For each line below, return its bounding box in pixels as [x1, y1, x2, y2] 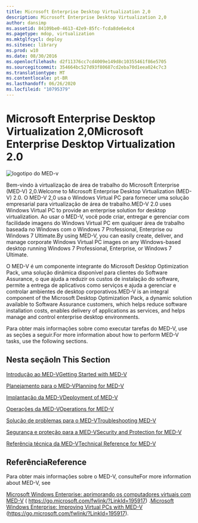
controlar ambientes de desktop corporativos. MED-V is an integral [6, 287, 169, 295]
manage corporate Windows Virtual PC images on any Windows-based [6, 238, 181, 245]
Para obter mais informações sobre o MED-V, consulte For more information [6, 473, 191, 480]
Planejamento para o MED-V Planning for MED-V [6, 382, 124, 389]
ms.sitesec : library [6, 42, 58, 48]
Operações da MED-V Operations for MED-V [6, 405, 115, 412]
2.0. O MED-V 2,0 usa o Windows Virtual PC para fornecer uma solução [13, 194, 190, 201]
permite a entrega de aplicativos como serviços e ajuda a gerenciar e [6, 281, 177, 289]
